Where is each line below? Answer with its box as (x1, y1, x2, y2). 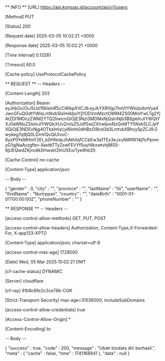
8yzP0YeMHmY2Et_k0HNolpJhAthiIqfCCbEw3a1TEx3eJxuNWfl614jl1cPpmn (5, 137, 159, 142)
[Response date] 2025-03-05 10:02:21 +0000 (5, 43, 98, 48)
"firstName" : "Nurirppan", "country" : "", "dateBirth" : (5, 191, 114, 197)
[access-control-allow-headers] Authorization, (5, 225, 100, 230)
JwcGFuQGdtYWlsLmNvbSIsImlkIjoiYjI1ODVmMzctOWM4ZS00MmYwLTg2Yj (5, 111, 161, 116)
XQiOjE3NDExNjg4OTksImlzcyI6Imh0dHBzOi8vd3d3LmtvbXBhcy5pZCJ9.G (5, 126, 158, 132)
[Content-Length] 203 (5, 90, 50, 96)
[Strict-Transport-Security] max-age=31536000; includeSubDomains (5, 297, 145, 303)
